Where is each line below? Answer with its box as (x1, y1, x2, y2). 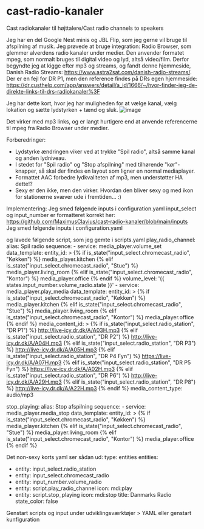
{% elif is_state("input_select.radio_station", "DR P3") (63, 339, 196, 347)
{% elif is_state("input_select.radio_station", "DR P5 (63, 359, 191, 366)
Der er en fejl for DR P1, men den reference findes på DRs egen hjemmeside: (6, 75, 198, 82)
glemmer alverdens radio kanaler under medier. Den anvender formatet (6, 49, 185, 56)
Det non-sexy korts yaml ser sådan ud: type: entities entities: (6, 453, 158, 460)
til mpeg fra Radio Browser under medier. (6, 124, 109, 131)
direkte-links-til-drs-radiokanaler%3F (6, 88, 100, 95)
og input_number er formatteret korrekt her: (6, 211, 116, 218)
